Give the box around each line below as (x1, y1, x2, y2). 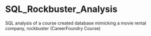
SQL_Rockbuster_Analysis (5, 3, 117, 15)
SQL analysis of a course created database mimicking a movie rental (5, 20, 146, 26)
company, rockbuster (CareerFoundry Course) (5, 25, 101, 31)
